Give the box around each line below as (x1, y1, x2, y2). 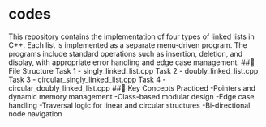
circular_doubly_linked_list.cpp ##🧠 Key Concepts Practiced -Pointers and (8, 83, 256, 93)
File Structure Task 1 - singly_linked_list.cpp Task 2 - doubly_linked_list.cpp (8, 66, 259, 75)
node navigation (8, 108, 62, 118)
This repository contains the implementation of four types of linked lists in (8, 32, 255, 41)
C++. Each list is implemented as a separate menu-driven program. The (8, 40, 247, 49)
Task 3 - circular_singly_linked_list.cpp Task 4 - (8, 74, 166, 84)
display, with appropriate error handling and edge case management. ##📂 (8, 57, 255, 67)
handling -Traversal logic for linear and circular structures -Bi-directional (8, 100, 251, 110)
